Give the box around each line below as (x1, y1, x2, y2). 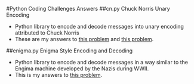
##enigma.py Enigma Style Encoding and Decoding (6, 47, 133, 54)
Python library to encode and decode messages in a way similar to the (14, 59, 188, 66)
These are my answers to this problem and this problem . (14, 36, 154, 42)
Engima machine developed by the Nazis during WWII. (14, 65, 149, 72)
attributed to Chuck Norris (14, 29, 79, 36)
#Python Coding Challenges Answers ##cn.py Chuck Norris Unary (6, 5, 170, 12)
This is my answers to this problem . (14, 71, 103, 78)
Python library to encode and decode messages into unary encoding (14, 23, 184, 30)
